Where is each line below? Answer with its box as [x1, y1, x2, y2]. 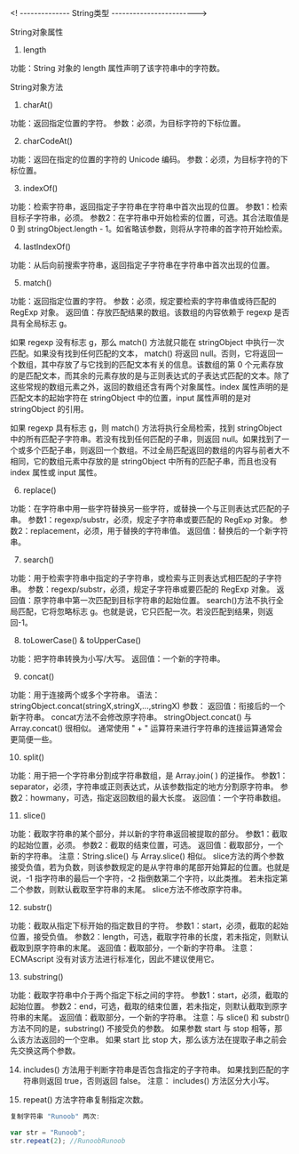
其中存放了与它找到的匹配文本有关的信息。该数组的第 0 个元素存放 [40, 359, 284, 369]
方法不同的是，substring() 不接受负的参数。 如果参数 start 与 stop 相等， [10, 1023, 275, 1034]
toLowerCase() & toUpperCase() [22, 635, 141, 645]
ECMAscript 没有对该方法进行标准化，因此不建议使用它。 [10, 954, 220, 964]
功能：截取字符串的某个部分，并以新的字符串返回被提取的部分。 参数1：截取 [10, 828, 287, 839]
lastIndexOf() [22, 241, 72, 252]
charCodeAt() [22, 136, 74, 146]
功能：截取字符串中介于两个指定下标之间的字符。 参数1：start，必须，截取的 [10, 990, 289, 1000]
